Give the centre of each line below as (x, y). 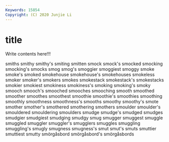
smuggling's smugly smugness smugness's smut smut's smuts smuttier (81, 129)
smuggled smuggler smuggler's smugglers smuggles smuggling (73, 123)
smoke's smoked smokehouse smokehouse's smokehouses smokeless (80, 75)
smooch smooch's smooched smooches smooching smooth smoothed (80, 91)
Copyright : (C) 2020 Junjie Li (39, 15)
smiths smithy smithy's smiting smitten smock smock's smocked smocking (84, 64)
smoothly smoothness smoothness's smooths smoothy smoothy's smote (82, 102)
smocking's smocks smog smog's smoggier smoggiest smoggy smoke (80, 69)
